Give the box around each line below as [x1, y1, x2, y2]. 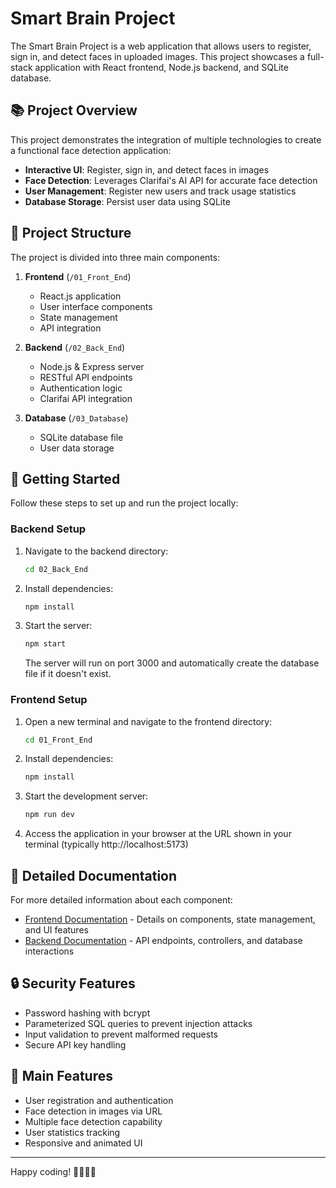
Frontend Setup [10, 693, 88, 707]
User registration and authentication [24, 1094, 174, 1106]
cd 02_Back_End [24, 564, 89, 574]
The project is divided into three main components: [10, 251, 221, 263]
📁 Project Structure [10, 225, 132, 242]
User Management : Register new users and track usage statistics [24, 185, 297, 197]
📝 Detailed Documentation [10, 867, 178, 884]
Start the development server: [24, 790, 149, 802]
